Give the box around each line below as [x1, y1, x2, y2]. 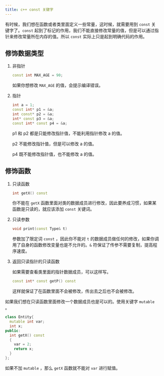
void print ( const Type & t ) [12, 226, 68, 231]
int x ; [9, 324, 23, 328]
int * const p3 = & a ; [12, 116, 54, 121]
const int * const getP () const [12, 279, 76, 284]
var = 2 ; [14, 342, 32, 347]
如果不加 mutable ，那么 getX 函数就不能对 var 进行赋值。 [5, 365, 120, 371]
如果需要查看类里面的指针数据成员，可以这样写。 [12, 269, 111, 275]
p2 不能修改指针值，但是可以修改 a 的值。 [12, 141, 97, 147]
